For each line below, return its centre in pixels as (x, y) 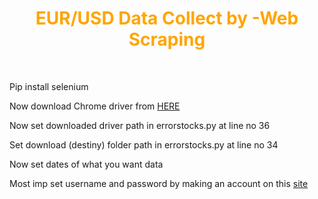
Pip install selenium (49, 86)
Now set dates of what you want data (86, 164)
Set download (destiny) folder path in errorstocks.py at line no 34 (144, 144)
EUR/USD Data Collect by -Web (167, 18)
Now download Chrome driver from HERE (95, 106)
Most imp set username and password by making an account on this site (159, 183)
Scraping (167, 39)
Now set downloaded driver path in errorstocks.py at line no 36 (140, 125)
